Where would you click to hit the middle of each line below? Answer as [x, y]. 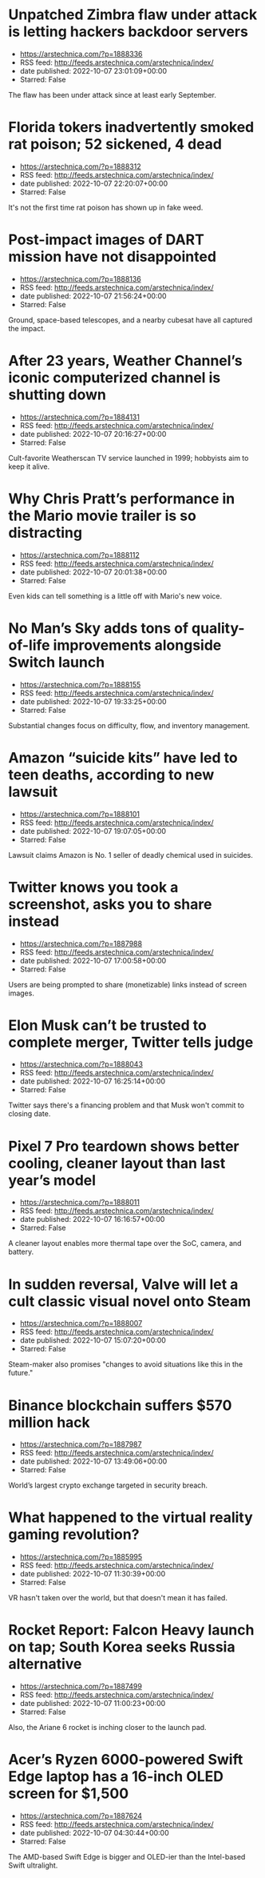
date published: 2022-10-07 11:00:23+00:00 [93, 1704]
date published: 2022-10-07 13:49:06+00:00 [93, 1461]
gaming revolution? [74, 1535]
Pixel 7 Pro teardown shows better [124, 1146]
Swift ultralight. [33, 1865]
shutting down [57, 394]
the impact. [27, 328]
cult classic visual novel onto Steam [130, 1301]
